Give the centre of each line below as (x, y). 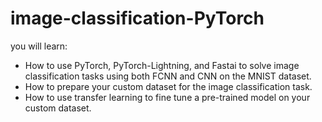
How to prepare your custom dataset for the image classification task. (168, 86)
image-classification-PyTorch (137, 18)
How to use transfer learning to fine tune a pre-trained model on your (167, 97)
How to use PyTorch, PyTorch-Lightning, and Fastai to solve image (162, 65)
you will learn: (39, 46)
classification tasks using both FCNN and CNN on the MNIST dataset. (168, 76)
